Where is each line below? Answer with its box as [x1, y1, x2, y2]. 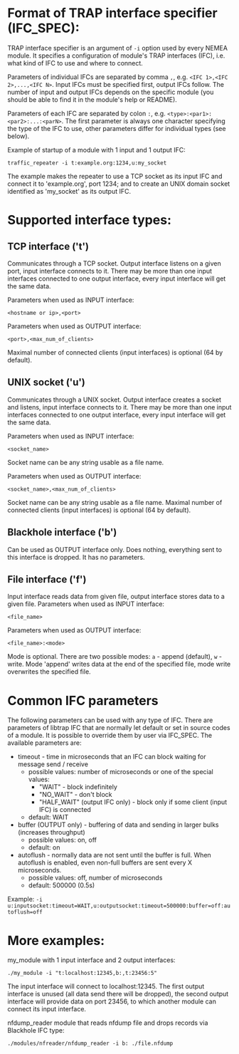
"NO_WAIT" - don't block [38, 791, 112, 799]
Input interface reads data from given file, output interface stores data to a [7, 593, 225, 601]
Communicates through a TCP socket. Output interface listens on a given [7, 259, 222, 268]
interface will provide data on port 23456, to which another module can [7, 997, 217, 1006]
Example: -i [7, 895, 43, 904]
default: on [28, 843, 60, 852]
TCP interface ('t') [7, 240, 89, 252]
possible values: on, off [28, 835, 97, 845]
